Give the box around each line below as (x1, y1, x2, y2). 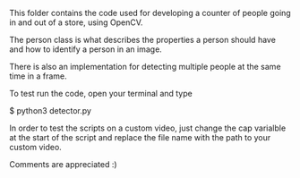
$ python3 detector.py (9, 106, 92, 115)
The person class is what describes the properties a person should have (9, 35, 276, 45)
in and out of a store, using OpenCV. (9, 17, 143, 28)
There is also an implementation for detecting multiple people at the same (9, 62, 281, 72)
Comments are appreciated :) (9, 159, 118, 169)
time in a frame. (9, 71, 67, 81)
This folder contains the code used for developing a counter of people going (9, 8, 291, 18)
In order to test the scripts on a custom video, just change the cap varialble (9, 123, 287, 133)
